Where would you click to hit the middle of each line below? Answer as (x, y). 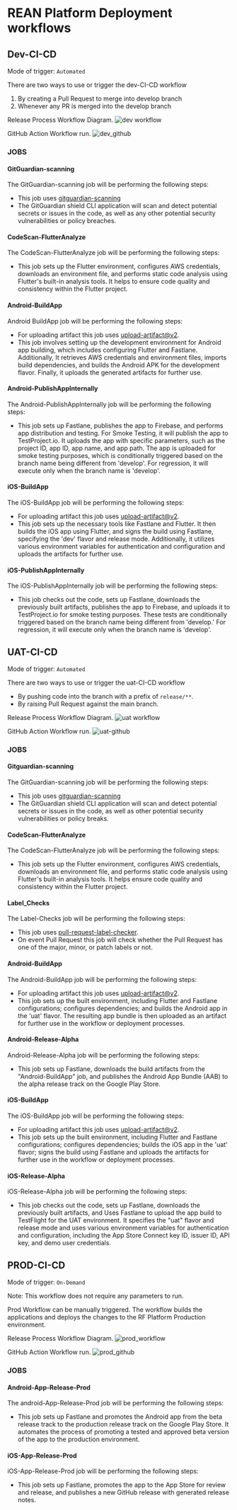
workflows (39, 28)
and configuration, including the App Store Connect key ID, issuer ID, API (123, 1235)
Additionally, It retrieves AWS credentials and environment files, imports (122, 357)
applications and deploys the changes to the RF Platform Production (106, 1317)
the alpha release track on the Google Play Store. (89, 1084)
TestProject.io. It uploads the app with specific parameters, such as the (121, 440)
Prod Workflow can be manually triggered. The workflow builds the (105, 1310)
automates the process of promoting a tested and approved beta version (123, 1432)
